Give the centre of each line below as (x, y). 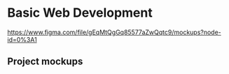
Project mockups (45, 62)
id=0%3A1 (22, 39)
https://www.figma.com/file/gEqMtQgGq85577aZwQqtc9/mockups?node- (114, 32)
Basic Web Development (80, 13)
